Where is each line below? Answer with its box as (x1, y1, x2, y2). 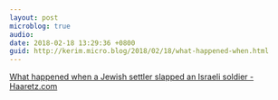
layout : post (9, 13, 59, 23)
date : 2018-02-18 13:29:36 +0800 (9, 38, 136, 48)
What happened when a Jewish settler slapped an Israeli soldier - (9, 71, 254, 82)
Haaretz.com (9, 81, 58, 92)
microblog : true (9, 22, 71, 31)
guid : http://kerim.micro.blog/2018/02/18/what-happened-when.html (9, 47, 270, 56)
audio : (9, 30, 34, 39)
